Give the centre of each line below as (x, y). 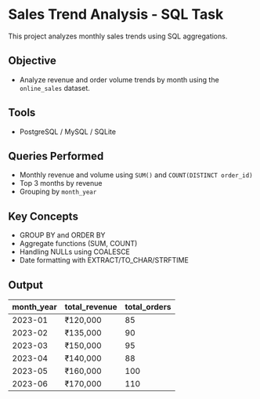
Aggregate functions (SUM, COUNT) (78, 244)
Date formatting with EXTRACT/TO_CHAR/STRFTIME (104, 260)
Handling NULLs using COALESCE (75, 252)
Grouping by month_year (58, 192)
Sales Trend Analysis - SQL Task (116, 15)
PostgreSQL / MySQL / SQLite (67, 132)
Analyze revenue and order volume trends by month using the (119, 79)
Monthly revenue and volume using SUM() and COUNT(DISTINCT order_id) (136, 175)
